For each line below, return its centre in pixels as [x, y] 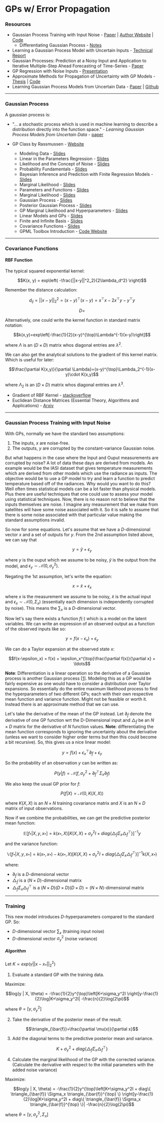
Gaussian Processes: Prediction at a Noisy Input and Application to [79, 61]
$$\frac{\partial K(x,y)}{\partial [40, 369]
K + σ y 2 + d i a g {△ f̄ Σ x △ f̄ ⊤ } [82, 1049]
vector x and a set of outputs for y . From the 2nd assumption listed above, [80, 534]
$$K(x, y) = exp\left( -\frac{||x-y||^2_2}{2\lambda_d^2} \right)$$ [82, 280]
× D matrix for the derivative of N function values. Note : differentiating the [79, 727]
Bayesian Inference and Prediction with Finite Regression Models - [86, 174]
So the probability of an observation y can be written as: [61, 763]
